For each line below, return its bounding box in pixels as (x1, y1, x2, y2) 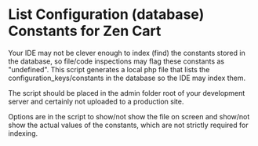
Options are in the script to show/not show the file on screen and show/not (8, 111, 250, 121)
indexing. (8, 128, 38, 138)
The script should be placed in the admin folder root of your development (8, 88, 245, 97)
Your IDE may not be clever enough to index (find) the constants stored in (8, 48, 245, 57)
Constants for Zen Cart (8, 22, 162, 40)
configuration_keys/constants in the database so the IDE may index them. (8, 73, 246, 82)
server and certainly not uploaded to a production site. (8, 97, 184, 106)
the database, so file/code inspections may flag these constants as (8, 57, 225, 66)
